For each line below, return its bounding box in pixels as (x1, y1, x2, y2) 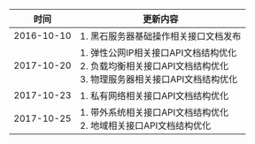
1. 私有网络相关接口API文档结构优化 (79, 90, 229, 102)
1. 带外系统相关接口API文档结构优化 (79, 106, 229, 118)
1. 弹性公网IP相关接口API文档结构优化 (79, 47, 237, 58)
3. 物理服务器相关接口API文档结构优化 (79, 73, 238, 85)
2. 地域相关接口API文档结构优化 (79, 119, 212, 132)
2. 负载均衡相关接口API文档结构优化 (79, 60, 229, 72)
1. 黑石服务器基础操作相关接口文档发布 (79, 30, 242, 42)
